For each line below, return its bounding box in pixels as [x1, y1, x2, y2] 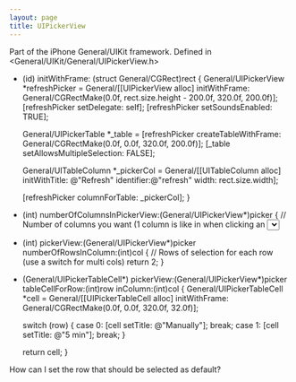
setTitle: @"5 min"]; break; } [21, 329, 126, 340]
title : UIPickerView [9, 22, 87, 30]
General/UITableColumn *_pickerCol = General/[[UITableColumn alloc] [21, 165, 282, 176]
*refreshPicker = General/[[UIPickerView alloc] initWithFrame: [21, 82, 250, 93]
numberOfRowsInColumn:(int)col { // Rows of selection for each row [21, 247, 274, 257]
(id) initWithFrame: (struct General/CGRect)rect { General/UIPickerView [21, 73, 284, 83]
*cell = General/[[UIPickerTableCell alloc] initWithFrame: [21, 292, 230, 303]
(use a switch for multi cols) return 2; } [21, 256, 165, 267]
